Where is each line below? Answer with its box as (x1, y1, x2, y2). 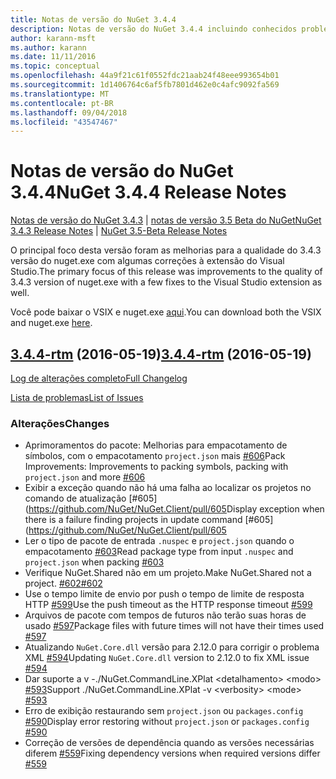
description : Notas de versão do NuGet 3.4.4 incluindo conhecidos (10, 24, 298, 34)
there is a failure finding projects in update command (24, 514, 243, 526)
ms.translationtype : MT (10, 89, 110, 99)
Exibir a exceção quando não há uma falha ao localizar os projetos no (24, 482, 312, 494)
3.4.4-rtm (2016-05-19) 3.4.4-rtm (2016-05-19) (10, 346, 312, 363)
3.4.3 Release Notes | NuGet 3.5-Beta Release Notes (10, 225, 228, 237)
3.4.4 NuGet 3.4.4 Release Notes (10, 181, 287, 204)
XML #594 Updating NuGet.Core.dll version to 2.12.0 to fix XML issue (24, 652, 310, 664)
